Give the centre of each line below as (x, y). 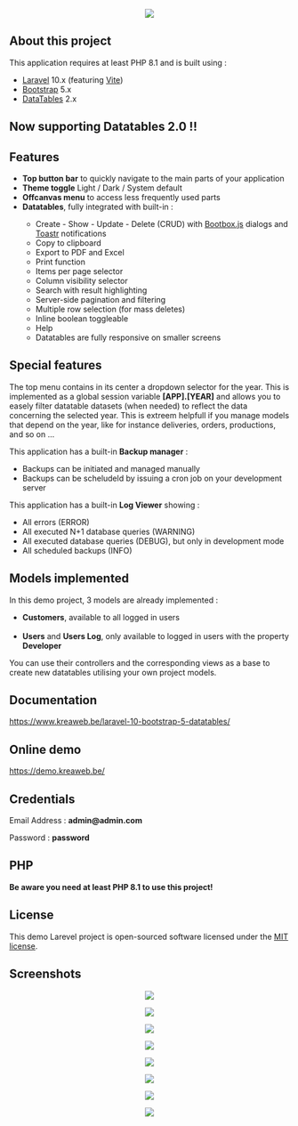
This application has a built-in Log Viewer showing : (105, 505)
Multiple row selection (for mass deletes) (110, 309)
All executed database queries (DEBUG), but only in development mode (153, 541)
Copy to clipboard (68, 243)
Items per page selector (79, 271)
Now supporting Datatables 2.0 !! (103, 127)
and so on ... (32, 434)
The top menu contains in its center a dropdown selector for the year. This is (149, 386)
